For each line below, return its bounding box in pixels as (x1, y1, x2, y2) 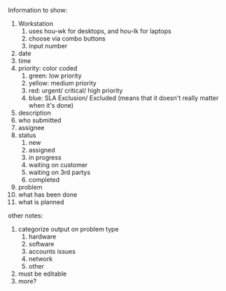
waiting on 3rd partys (28, 168, 91, 176)
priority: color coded (17, 64, 78, 72)
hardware (28, 232, 57, 241)
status (17, 131, 36, 139)
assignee (17, 124, 45, 132)
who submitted (17, 116, 62, 125)
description (17, 108, 51, 117)
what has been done (17, 190, 78, 199)
